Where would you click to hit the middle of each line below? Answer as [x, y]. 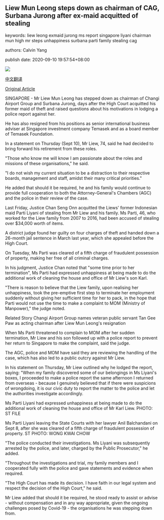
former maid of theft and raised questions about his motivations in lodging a [82, 109]
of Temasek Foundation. [29, 134]
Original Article [20, 88]
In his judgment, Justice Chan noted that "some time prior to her [70, 267]
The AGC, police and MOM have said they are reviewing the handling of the [81, 352]
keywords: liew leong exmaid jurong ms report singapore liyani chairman [78, 35]
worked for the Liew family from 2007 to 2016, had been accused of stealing [82, 218]
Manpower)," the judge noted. [35, 308]
